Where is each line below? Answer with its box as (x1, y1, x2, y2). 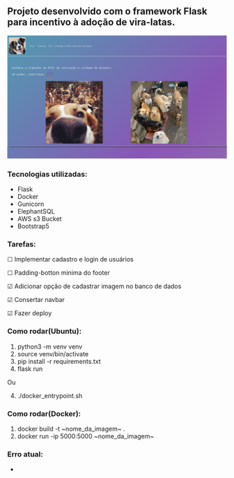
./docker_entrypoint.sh (17, 391, 83, 399)
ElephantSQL (17, 207, 55, 216)
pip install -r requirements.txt (17, 357, 101, 365)
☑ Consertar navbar (7, 296, 65, 304)
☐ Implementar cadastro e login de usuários (7, 255, 134, 264)
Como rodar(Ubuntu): (7, 326, 82, 336)
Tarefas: (7, 239, 36, 249)
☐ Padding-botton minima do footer (7, 269, 110, 277)
